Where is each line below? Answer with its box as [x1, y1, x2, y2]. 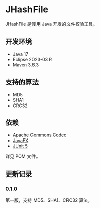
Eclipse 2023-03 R [12, 56, 52, 62]
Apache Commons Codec [12, 132, 67, 138]
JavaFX [12, 137, 29, 144]
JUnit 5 [12, 143, 28, 149]
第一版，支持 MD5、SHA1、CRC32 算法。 [5, 197, 92, 203]
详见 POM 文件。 [5, 153, 41, 159]
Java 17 [12, 51, 29, 57]
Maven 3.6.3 [12, 62, 39, 68]
